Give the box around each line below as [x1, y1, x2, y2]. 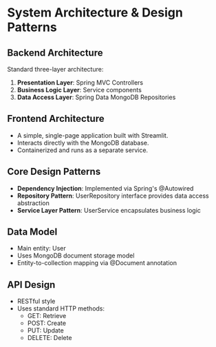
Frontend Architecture [7, 113, 105, 125]
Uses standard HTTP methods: [17, 304, 105, 313]
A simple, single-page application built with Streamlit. [17, 131, 169, 139]
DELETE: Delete [27, 334, 72, 342]
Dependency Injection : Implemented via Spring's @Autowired [17, 184, 194, 192]
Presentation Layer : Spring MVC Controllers [17, 78, 143, 87]
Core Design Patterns [7, 166, 101, 178]
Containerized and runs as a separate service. [17, 146, 149, 154]
